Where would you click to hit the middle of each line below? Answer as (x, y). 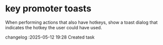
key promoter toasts (48, 9)
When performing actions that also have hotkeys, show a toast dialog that (81, 22)
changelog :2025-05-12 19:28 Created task (50, 37)
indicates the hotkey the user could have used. (54, 27)
